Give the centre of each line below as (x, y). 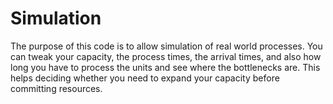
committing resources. (56, 88)
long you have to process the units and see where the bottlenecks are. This (165, 67)
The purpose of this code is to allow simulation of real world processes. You (166, 46)
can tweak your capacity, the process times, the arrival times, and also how (166, 56)
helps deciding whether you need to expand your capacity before (145, 78)
